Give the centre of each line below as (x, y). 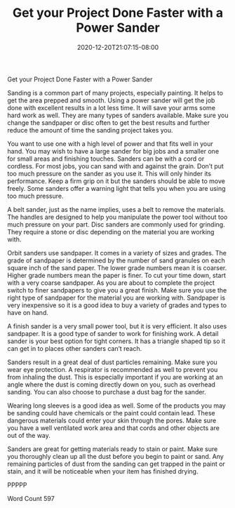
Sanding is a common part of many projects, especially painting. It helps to (115, 93)
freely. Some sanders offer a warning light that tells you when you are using (116, 188)
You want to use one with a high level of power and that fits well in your (110, 143)
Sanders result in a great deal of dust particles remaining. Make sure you (112, 362)
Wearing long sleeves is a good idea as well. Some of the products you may (116, 406)
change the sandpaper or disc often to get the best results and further (109, 122)
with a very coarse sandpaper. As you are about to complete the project (111, 283)
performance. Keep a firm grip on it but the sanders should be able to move (116, 181)
